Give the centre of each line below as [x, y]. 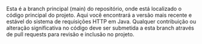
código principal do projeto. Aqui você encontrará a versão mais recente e [99, 15]
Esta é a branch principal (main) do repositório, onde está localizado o [94, 9]
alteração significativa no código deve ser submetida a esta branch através [100, 28]
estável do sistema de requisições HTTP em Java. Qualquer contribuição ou [101, 21]
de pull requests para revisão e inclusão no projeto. [70, 34]
